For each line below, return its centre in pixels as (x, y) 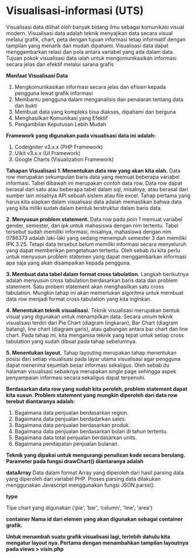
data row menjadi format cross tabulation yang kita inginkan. (79, 299)
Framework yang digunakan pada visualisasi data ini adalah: (81, 135)
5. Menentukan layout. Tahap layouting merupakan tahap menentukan (92, 353)
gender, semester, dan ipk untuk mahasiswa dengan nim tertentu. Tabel (92, 225)
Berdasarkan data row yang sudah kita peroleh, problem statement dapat (97, 389)
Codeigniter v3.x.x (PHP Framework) (59, 147)
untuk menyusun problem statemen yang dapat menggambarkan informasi (96, 256)
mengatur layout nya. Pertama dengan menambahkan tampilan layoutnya (97, 543)
